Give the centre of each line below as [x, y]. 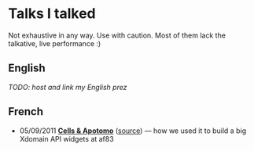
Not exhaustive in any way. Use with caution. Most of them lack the [117, 35]
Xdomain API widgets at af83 [66, 138]
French [26, 111]
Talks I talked [52, 14]
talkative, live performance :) [55, 43]
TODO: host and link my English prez [68, 87]
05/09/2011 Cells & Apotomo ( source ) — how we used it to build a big [133, 131]
